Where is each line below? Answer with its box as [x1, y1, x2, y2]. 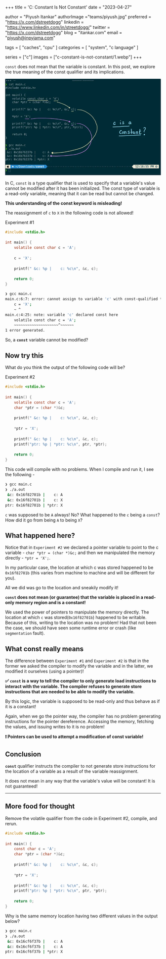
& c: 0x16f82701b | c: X [7, 498, 63, 503]
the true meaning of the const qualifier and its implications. [5, 69, 125, 75]
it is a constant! [5, 704, 36, 710]
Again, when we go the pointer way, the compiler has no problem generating [5, 713, 161, 719]
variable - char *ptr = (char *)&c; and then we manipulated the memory [5, 550, 155, 556]
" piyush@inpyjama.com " [5, 35, 56, 41]
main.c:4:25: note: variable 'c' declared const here [5, 312, 119, 317]
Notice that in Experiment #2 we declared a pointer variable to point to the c [5, 545, 159, 551]
